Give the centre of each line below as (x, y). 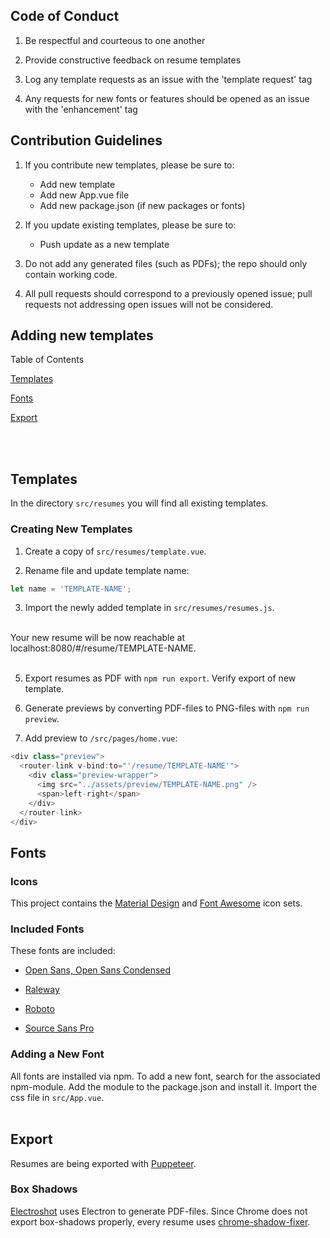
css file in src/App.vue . (57, 1097)
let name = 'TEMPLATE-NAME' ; (71, 589)
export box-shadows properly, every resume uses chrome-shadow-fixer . (160, 1221)
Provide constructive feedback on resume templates (133, 60)
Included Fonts (47, 929)
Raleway (42, 990)
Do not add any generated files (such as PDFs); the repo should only (166, 263)
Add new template (77, 184)
